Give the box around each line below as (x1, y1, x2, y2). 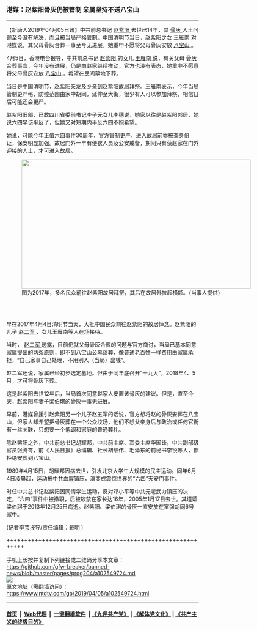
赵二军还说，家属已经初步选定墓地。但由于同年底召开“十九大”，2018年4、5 (6, 369, 196, 377)
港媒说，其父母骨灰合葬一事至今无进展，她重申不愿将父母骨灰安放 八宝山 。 (6, 42, 197, 49)
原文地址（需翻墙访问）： (6, 583, 68, 591)
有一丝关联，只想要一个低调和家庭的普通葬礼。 (6, 426, 124, 434)
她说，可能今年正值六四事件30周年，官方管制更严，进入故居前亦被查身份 (6, 131, 190, 139)
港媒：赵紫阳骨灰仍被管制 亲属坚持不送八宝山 (6, 5, 139, 13)
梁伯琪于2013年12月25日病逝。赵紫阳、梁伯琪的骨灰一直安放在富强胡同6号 (6, 503, 194, 511)
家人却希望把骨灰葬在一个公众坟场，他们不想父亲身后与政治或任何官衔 (22, 418, 199, 426)
